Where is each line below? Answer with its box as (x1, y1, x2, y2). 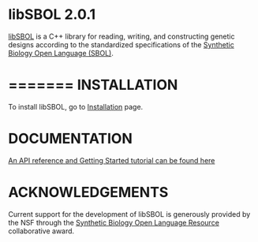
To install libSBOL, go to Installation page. (8, 102, 144, 111)
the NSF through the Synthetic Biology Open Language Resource (8, 218, 219, 227)
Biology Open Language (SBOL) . (8, 48, 114, 58)
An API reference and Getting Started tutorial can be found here (8, 155, 215, 165)
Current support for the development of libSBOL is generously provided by (8, 209, 251, 218)
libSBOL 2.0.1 (8, 6, 96, 24)
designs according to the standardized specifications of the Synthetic (8, 39, 234, 49)
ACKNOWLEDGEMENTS (8, 184, 169, 201)
